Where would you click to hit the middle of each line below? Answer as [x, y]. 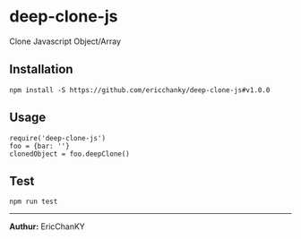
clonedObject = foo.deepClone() [69, 154]
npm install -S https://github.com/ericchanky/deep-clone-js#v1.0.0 [140, 90]
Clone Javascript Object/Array [65, 41]
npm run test [34, 202]
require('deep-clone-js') [57, 138]
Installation [41, 69]
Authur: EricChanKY [47, 226]
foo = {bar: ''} [39, 146]
